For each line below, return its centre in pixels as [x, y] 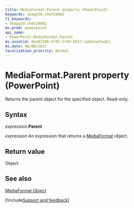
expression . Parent [24, 126]
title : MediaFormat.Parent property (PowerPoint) [57, 10]
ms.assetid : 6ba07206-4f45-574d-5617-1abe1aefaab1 [58, 42]
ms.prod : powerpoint [26, 28]
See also [18, 179]
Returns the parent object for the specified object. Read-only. [67, 99]
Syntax [16, 114]
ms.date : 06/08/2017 [26, 46]
